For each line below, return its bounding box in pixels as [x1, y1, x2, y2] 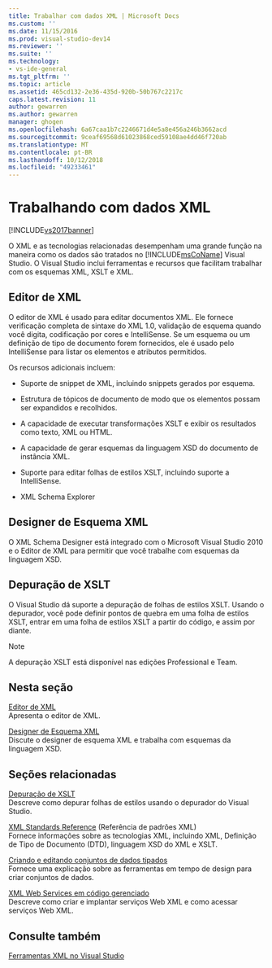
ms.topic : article [8, 80, 71, 88]
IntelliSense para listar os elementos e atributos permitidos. [8, 347, 207, 357]
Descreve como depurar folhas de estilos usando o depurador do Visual [8, 798, 249, 808]
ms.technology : [8, 58, 60, 66]
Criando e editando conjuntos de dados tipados [8, 856, 168, 865]
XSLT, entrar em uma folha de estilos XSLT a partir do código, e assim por [8, 616, 256, 627]
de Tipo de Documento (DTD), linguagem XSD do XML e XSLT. [8, 839, 218, 849]
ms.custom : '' [8, 20, 57, 28]
